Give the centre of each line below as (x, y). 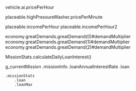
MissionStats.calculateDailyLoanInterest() (48, 57)
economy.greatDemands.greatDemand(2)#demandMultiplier (68, 47)
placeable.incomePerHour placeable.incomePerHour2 (61, 27)
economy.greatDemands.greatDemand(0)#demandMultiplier (68, 36)
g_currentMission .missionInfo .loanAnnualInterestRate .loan (67, 67)
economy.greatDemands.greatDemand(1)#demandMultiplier (67, 42)
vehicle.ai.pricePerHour (30, 7)
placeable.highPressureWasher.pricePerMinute (54, 17)
